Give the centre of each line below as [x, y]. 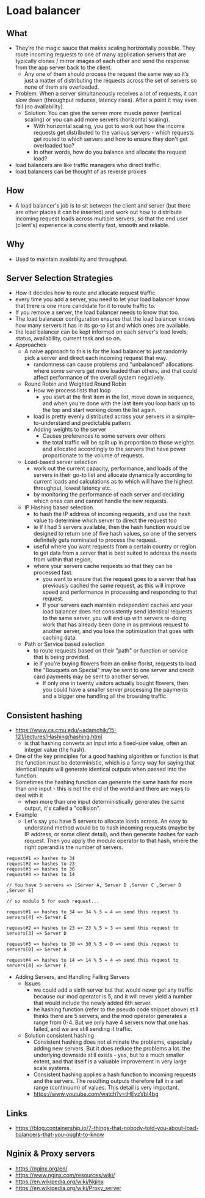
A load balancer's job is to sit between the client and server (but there [103, 205]
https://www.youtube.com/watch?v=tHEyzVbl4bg [96, 1094]
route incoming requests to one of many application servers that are [101, 54]
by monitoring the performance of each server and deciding [109, 495]
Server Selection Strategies [60, 278]
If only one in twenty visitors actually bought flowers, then [115, 683]
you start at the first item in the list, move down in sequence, [118, 397]
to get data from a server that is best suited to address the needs [115, 553]
